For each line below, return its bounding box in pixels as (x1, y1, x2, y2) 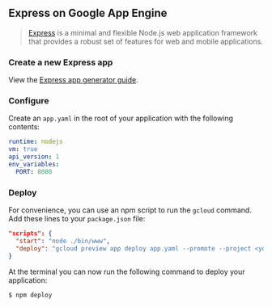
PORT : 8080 (15, 167, 53, 176)
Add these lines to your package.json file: (8, 214, 146, 224)
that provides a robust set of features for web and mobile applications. (28, 36, 263, 46)
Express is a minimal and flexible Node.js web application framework (28, 27, 257, 37)
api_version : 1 (8, 153, 60, 161)
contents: (8, 122, 40, 132)
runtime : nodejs (8, 137, 63, 146)
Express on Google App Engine (8, 6, 168, 20)
